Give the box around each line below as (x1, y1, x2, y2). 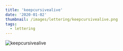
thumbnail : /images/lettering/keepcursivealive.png (5, 17, 118, 22)
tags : (5, 21, 17, 27)
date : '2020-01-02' (5, 12, 47, 17)
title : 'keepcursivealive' (5, 7, 63, 13)
